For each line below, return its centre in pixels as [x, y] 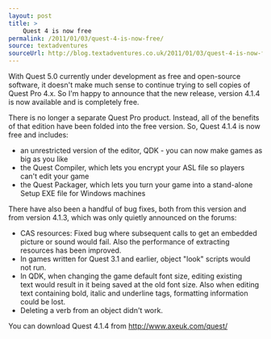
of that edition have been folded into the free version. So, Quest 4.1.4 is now [134, 126]
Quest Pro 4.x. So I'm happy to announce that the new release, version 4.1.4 [134, 93]
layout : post [30, 16]
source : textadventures [48, 46]
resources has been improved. [71, 250]
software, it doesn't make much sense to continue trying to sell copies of [129, 85]
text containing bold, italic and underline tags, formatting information [134, 293]
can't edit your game [54, 176]
